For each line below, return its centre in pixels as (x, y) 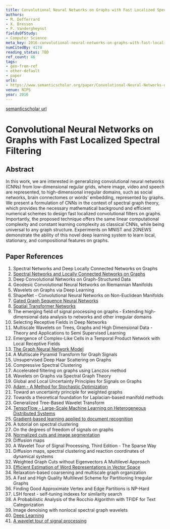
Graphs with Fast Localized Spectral (83, 140)
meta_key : (16, 43)
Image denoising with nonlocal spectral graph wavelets (70, 510)
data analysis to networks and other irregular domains (96, 317)
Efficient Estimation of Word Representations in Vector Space (77, 467)
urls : (11, 80)
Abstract (20, 169)
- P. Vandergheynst (26, 29)
